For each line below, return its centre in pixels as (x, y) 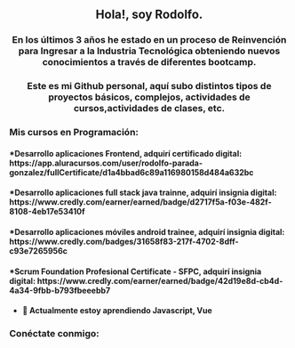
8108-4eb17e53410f (47, 212)
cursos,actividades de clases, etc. (149, 109)
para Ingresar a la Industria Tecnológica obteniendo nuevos (149, 51)
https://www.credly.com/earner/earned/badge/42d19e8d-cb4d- (160, 280)
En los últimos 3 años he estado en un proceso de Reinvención (149, 40)
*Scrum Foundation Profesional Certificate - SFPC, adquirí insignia (136, 271)
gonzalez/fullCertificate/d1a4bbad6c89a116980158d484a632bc (132, 172)
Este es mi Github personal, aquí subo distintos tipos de (149, 86)
